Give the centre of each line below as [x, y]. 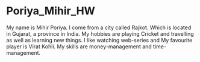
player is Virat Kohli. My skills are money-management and [79, 46]
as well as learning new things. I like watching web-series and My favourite [99, 40]
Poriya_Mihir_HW [51, 11]
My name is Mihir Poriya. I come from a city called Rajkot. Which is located [99, 27]
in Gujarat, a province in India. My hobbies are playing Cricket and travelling [100, 33]
